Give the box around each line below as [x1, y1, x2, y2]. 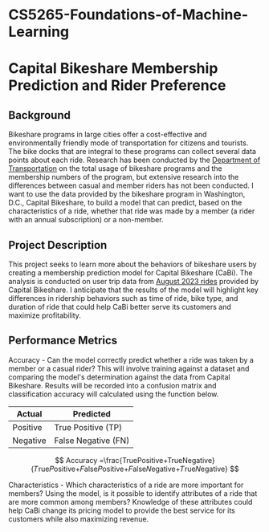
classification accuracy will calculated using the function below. [8, 389, 219, 399]
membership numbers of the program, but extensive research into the [8, 173, 239, 182]
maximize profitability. [8, 311, 82, 320]
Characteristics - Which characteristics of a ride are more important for [8, 480, 244, 489]
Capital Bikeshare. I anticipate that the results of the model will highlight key [8, 285, 259, 294]
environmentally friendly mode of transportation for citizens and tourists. [8, 138, 249, 148]
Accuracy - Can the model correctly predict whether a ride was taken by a [8, 355, 255, 364]
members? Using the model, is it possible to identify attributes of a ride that [8, 488, 258, 498]
